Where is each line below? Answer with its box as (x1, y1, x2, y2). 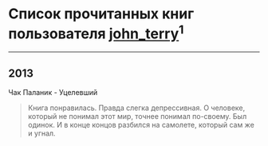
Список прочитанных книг (8, 5, 195, 23)
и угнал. (27, 128, 56, 138)
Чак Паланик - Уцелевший (8, 88, 98, 97)
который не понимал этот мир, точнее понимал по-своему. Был (27, 112, 247, 121)
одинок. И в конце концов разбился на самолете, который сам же (27, 120, 255, 130)
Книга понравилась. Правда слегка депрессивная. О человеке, (27, 103, 246, 112)
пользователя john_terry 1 (8, 22, 184, 43)
